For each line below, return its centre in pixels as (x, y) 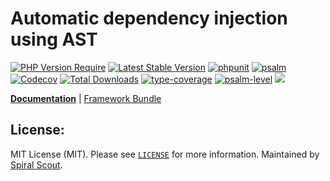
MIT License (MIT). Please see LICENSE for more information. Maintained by (165, 154)
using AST (54, 39)
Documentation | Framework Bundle (86, 98)
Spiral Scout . (36, 164)
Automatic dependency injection (149, 18)
